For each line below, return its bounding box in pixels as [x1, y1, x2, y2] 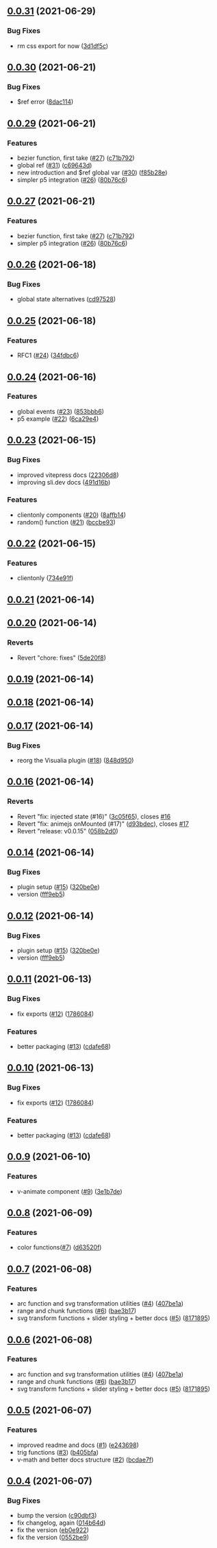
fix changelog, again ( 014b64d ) [16, 1518, 106, 1527]
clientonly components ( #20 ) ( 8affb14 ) [16, 511, 127, 519]
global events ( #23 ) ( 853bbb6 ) [16, 407, 105, 415]
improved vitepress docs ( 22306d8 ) [16, 470, 119, 479]
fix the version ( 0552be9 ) [16, 1534, 89, 1542]
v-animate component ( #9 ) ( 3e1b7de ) [16, 1187, 123, 1195]
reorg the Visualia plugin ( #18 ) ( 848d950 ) [16, 756, 134, 765]
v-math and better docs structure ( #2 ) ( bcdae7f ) [16, 1455, 154, 1464]
